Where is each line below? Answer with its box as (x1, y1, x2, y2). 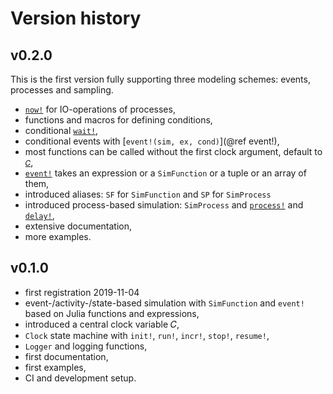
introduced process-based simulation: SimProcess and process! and (24, 199, 304, 211)
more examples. (24, 231, 92, 242)
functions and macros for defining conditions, (24, 114, 213, 126)
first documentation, (24, 350, 109, 362)
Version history (10, 7, 142, 30)
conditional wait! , (24, 125, 99, 136)
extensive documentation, (24, 220, 133, 232)
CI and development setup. (24, 372, 137, 384)
